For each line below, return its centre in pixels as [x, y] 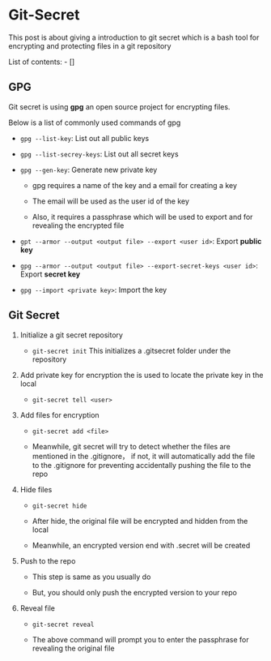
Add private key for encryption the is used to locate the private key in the [142, 375]
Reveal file [37, 608]
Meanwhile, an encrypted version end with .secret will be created [141, 545]
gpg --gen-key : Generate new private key [89, 170]
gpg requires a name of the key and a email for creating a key [134, 185]
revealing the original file [73, 648]
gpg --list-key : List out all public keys [85, 138]
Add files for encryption [59, 414]
